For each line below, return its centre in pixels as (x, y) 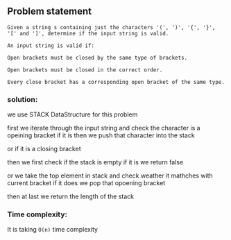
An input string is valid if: (51, 45)
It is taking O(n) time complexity (53, 230)
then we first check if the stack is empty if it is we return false (95, 162)
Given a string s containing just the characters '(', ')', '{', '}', (111, 27)
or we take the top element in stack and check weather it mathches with (110, 175)
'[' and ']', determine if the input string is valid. (88, 33)
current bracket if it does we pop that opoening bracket (86, 183)
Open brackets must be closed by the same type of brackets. (97, 58)
